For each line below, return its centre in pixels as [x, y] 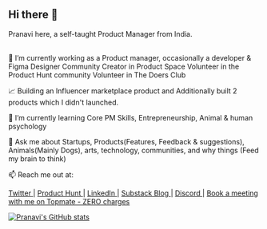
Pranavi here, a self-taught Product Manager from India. [100, 34]
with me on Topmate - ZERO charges [69, 201]
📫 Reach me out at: [41, 174]
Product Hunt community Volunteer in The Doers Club [97, 75]
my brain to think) [37, 158]
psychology [28, 126]
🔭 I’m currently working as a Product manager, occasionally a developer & [130, 57]
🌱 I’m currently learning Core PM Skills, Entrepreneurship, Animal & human [131, 117]
